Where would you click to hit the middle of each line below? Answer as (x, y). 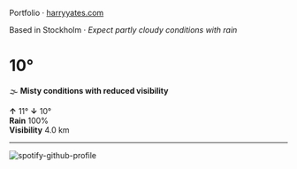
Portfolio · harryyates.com (57, 13)
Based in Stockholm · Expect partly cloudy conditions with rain (123, 30)
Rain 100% (29, 120)
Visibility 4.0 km (39, 130)
